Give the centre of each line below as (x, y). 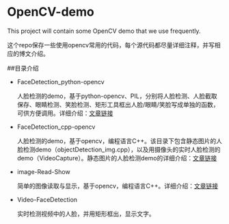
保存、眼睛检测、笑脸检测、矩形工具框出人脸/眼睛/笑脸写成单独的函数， (118, 104)
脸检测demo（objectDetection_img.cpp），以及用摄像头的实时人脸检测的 (119, 149)
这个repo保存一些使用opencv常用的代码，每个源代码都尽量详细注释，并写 (111, 45)
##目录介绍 (23, 68)
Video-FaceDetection (47, 199)
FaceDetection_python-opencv (60, 82)
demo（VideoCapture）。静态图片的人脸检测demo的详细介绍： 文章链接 (117, 158)
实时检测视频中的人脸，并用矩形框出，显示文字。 (86, 214)
